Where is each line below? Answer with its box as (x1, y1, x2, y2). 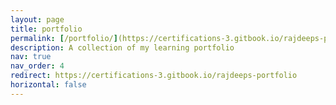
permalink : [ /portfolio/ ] (10, 33, 118, 43)
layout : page (10, 14, 65, 25)
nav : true (10, 52, 52, 62)
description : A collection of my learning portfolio (10, 42, 235, 53)
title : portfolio (10, 24, 83, 34)
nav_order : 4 (10, 61, 65, 71)
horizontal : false (10, 80, 87, 90)
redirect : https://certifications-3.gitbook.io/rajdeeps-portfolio (10, 71, 298, 81)
